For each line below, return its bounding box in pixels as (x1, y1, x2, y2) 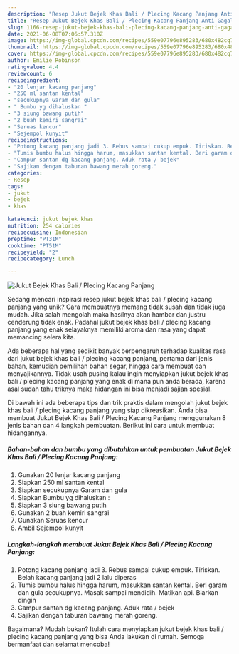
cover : (7, 51, 27, 58)
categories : (7, 169, 43, 177)
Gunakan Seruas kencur (17, 516, 89, 525)
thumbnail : (7, 44, 40, 51)
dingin (17, 596, 37, 605)
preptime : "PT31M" (7, 235, 62, 242)
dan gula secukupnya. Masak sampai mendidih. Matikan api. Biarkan (17, 588, 218, 597)
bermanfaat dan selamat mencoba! (7, 640, 110, 649)
